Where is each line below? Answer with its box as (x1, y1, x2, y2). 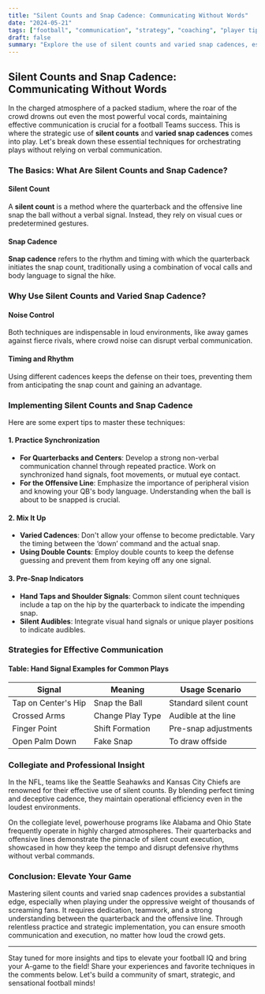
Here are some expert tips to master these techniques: (8, 417, 185, 426)
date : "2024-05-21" (8, 19, 73, 27)
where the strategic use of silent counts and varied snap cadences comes (8, 128, 253, 138)
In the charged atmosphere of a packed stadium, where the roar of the (8, 103, 237, 113)
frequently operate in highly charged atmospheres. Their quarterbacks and (8, 825, 252, 836)
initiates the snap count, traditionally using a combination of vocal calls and (8, 262, 252, 272)
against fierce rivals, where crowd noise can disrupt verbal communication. (8, 336, 253, 345)
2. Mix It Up (8, 513, 47, 523)
